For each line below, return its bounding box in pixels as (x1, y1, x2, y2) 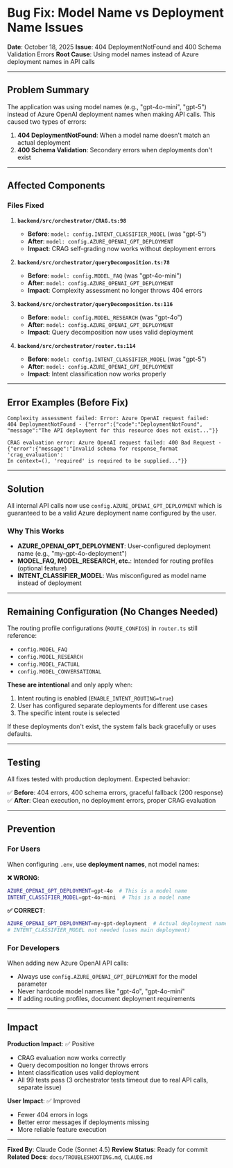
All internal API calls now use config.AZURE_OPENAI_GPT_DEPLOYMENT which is (7, 502, 223, 510)
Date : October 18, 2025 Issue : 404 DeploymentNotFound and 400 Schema (7, 42, 222, 51)
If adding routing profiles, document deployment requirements (17, 995, 196, 1003)
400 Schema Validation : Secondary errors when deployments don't (17, 145, 213, 154)
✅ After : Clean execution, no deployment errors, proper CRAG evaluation (7, 796, 216, 804)
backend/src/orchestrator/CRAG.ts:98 (17, 218, 127, 225)
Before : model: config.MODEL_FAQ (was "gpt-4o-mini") (27, 271, 182, 280)
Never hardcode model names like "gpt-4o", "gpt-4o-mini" (17, 987, 185, 995)
